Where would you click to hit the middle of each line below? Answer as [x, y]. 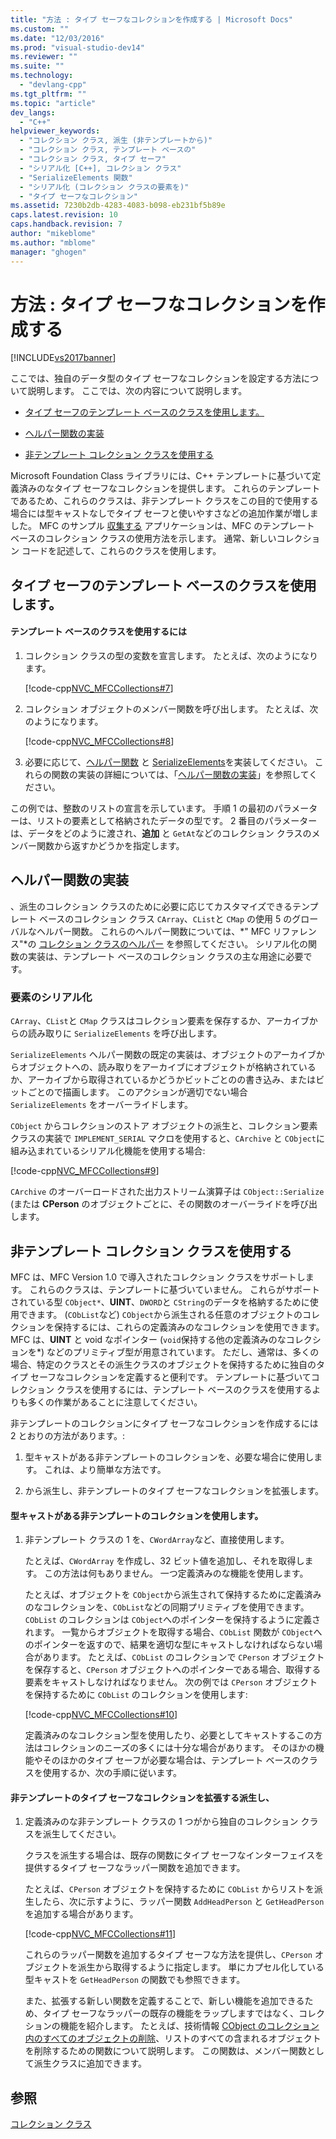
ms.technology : [42, 76]
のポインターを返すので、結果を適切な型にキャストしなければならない [169, 1645]
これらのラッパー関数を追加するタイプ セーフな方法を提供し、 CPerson [168, 1955]
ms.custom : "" [40, 29]
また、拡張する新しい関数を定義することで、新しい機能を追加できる [164, 2001]
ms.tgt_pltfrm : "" [48, 94]
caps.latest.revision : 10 [64, 215]
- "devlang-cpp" [53, 85]
